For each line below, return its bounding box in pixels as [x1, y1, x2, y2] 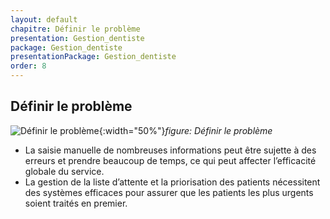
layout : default [10, 14, 78, 25]
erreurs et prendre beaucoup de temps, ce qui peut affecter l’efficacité [24, 154, 317, 166]
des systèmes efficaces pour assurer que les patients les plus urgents [24, 186, 314, 198]
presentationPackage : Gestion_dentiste [10, 52, 177, 62]
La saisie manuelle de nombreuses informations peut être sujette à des [24, 144, 317, 156]
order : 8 [10, 61, 47, 71]
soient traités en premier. [24, 197, 128, 209]
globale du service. [24, 165, 105, 177]
